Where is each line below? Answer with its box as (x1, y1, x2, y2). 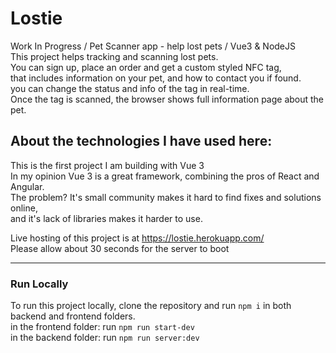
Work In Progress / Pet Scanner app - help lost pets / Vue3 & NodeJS (10, 40, 296, 52)
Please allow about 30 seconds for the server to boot (10, 242, 230, 254)
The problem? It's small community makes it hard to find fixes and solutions (10, 191, 322, 203)
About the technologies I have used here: (10, 133, 273, 150)
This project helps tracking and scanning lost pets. (10, 50, 219, 62)
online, (10, 202, 38, 214)
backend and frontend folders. (10, 310, 136, 322)
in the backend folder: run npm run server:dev (10, 332, 200, 344)
